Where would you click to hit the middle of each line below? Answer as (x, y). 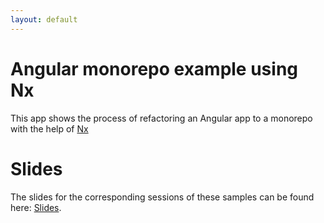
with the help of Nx (49, 128)
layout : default (44, 19)
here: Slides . (36, 207)
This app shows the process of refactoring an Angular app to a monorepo (161, 118)
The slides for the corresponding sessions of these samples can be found (162, 197)
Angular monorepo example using (154, 68)
